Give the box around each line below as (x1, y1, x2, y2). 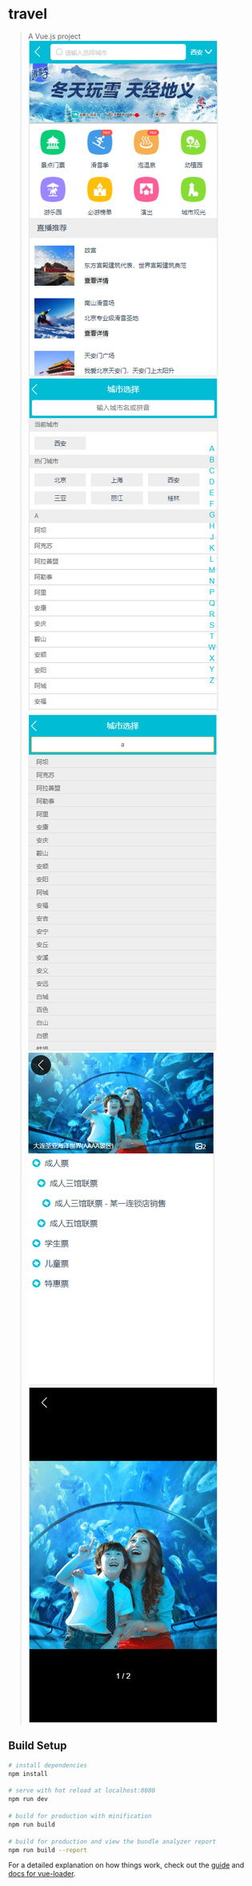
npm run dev (8, 1795, 48, 1803)
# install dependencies (8, 1761, 88, 1770)
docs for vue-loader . (8, 1869, 76, 1879)
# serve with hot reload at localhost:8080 (8, 1786, 156, 1795)
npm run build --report (8, 1846, 88, 1854)
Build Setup (8, 1739, 67, 1753)
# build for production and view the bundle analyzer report (8, 1837, 217, 1846)
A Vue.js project (27, 31, 82, 41)
